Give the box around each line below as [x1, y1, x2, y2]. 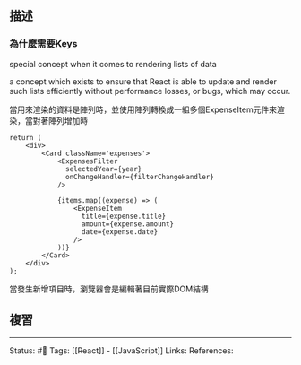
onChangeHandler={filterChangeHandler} [65, 172, 215, 181]
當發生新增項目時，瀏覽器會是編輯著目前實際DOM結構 [9, 283, 209, 294]
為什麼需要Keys [9, 38, 78, 50]
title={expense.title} [81, 212, 167, 221]
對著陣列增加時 [32, 115, 88, 126]
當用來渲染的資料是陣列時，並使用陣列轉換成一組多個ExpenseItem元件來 [9, 104, 278, 115]
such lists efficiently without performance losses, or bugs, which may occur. [9, 85, 291, 96]
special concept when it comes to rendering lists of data [9, 58, 217, 69]
